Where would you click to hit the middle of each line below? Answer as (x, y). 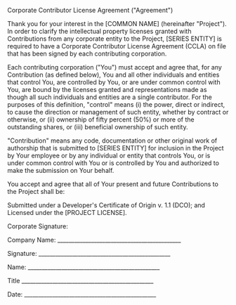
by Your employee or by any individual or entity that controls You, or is (109, 155)
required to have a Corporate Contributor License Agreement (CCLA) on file (117, 46)
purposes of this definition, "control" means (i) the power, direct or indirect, (116, 104)
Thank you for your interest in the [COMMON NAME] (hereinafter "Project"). (117, 24)
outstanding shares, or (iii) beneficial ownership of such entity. (98, 127)
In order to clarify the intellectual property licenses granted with (99, 31)
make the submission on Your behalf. (61, 170)
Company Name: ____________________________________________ (94, 240)
